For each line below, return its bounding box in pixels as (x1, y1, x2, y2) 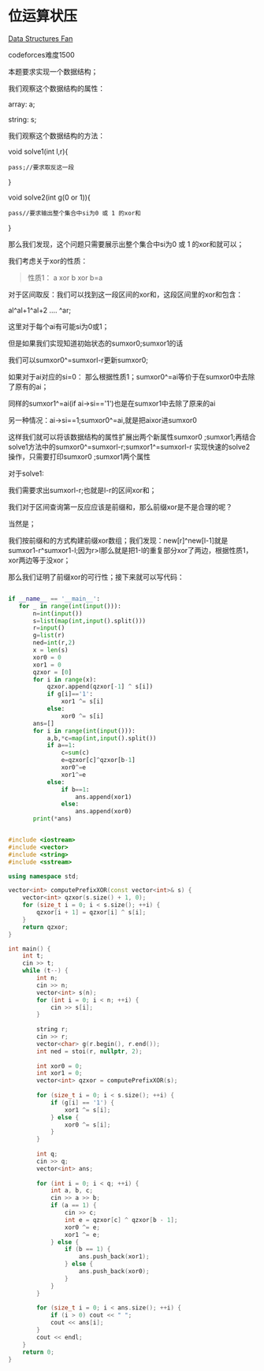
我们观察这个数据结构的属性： (8, 84, 105, 93)
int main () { (8, 944, 51, 953)
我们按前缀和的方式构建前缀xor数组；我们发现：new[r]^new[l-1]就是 (8, 536, 229, 545)
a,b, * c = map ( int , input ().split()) (46, 734, 157, 742)
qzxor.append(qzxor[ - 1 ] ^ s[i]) (46, 683, 154, 691)
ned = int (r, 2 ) (32, 639, 76, 647)
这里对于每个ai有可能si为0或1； (8, 321, 110, 331)
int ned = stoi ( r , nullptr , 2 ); (36, 1047, 143, 1055)
